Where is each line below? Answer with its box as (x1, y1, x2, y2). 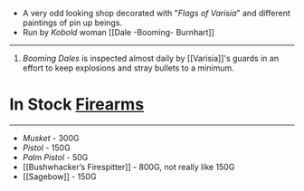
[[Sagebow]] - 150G (22, 171, 97, 182)
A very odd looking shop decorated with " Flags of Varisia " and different (22, 8, 291, 18)
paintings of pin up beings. (22, 17, 123, 28)
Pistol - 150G (22, 142, 71, 153)
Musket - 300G (22, 132, 80, 143)
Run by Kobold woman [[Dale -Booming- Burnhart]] (22, 27, 215, 37)
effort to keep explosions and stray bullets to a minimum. (22, 62, 235, 73)
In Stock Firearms (9, 94, 145, 115)
